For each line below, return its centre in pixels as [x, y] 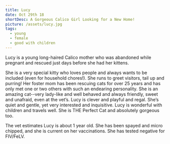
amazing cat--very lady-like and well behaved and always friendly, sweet [82, 94]
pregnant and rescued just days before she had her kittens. [67, 63]
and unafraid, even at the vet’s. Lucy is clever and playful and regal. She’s [82, 99]
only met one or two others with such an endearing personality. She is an [82, 89]
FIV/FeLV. [15, 136]
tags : [11, 29]
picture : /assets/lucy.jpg [34, 24]
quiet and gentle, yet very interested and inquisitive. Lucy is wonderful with [84, 105]
